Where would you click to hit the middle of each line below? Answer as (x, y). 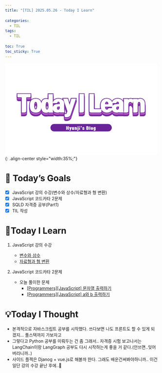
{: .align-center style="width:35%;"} (41, 158)
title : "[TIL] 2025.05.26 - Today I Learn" (50, 10)
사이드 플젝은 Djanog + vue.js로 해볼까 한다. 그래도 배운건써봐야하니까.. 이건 (85, 359)
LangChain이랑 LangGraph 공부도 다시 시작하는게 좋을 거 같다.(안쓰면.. (80, 347)
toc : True (15, 46)
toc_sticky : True (23, 51)
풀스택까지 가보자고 (43, 335)
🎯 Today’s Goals (38, 178)
